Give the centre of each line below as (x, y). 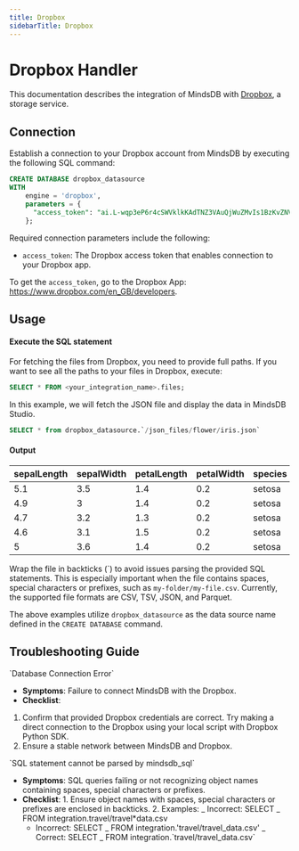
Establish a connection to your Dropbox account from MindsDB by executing (149, 153)
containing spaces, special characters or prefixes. (114, 790)
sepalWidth (101, 474)
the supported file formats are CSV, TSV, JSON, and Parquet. (121, 597)
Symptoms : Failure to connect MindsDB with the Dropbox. (129, 691)
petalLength (162, 474)
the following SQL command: (62, 163)
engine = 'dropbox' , (63, 196)
